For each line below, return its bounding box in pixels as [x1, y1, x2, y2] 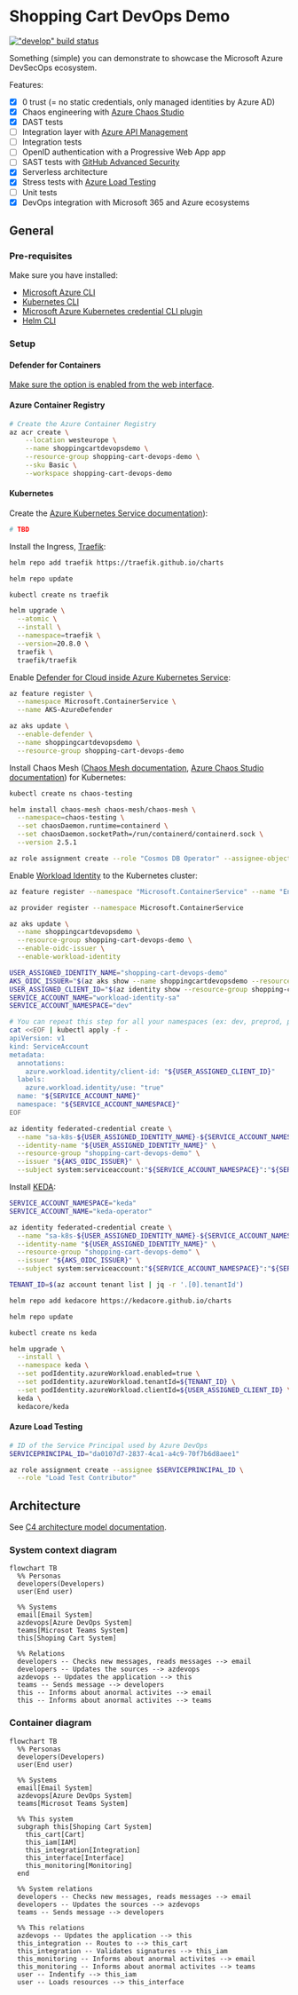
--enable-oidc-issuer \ [17, 944, 105, 954]
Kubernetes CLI [21, 297, 80, 307]
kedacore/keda [17, 1402, 69, 1411]
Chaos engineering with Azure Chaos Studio [21, 107, 184, 117]
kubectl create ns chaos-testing [9, 788, 133, 798]
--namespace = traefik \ [17, 631, 101, 640]
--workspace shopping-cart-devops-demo [25, 469, 173, 478]
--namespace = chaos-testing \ [17, 813, 125, 822]
